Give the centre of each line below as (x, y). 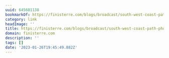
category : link (21, 19)
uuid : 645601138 (22, 10)
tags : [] (14, 43)
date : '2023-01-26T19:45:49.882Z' (41, 47)
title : (12, 29)
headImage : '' (20, 24)
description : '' (22, 38)
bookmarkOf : (18, 15)
